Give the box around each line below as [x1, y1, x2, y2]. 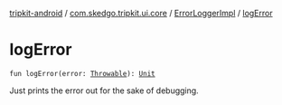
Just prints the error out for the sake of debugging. [9, 85, 199, 96]
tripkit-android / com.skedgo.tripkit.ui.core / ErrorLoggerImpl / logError [9, 8, 273, 18]
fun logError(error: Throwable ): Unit [9, 69, 155, 78]
